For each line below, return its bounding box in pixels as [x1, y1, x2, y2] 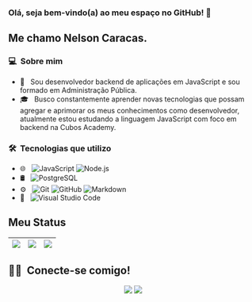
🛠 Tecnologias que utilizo [8, 143, 112, 154]
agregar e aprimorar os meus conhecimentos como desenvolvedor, [19, 105, 240, 115]
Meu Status [8, 216, 67, 229]
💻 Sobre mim [8, 55, 63, 67]
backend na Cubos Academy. [19, 122, 116, 132]
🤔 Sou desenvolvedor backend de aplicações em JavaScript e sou [19, 77, 240, 86]
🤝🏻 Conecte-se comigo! [8, 264, 131, 277]
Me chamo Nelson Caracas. [8, 32, 148, 45]
